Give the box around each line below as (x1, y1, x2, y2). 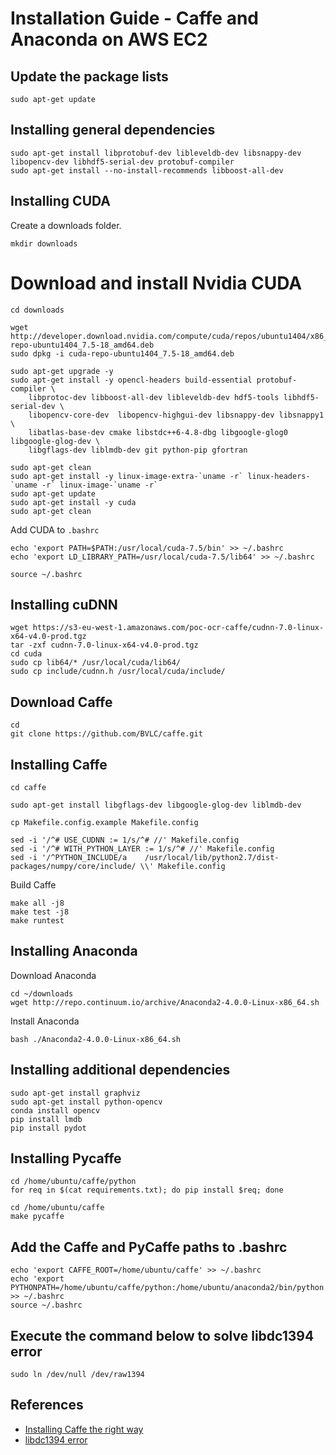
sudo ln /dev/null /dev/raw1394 (10, 1370, 145, 1380)
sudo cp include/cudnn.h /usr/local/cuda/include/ (10, 667, 226, 677)
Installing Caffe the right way (24, 1423, 144, 1435)
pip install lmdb (10, 1114, 83, 1124)
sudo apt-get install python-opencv (10, 1097, 163, 1107)
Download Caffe (10, 693, 113, 711)
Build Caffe (10, 879, 57, 891)
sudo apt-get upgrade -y (10, 366, 114, 376)
